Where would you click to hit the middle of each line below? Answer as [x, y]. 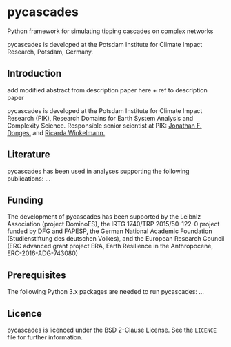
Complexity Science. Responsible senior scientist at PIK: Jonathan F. [104, 126]
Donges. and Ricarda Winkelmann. [56, 132]
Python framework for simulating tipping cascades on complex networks [110, 31]
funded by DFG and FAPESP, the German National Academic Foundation [110, 231]
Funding [25, 200]
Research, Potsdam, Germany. [50, 52]
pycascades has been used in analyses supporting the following [98, 171]
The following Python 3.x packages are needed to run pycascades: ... [106, 292]
